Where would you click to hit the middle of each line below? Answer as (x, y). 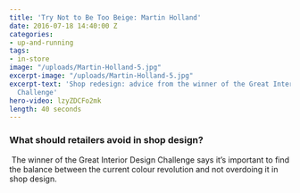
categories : (31, 34)
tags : (19, 51)
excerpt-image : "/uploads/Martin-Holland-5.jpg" (101, 76)
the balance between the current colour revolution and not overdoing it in (144, 169)
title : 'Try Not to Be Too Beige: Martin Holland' (105, 17)
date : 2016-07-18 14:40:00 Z (63, 26)
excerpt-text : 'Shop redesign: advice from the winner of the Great (139, 84)
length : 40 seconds (46, 109)
